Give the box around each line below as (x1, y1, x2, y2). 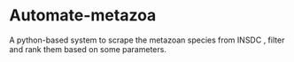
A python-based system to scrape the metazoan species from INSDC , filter (9, 35, 285, 45)
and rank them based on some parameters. (9, 43, 166, 54)
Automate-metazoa (9, 5, 157, 26)
